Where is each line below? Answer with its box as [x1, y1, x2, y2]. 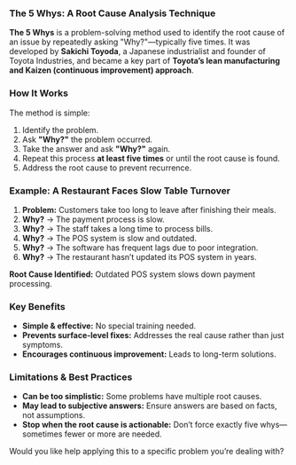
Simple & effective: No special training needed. [21, 320, 197, 331]
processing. [9, 278, 53, 288]
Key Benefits [9, 300, 66, 312]
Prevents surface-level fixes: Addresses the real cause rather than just [21, 330, 284, 341]
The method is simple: [9, 107, 90, 118]
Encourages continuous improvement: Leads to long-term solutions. [21, 349, 277, 359]
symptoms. [21, 340, 64, 351]
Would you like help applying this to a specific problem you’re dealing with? [9, 446, 284, 457]
